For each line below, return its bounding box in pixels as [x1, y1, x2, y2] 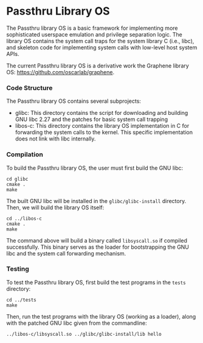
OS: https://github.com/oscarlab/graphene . [6, 68, 114, 75]
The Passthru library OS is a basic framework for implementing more [6, 24, 178, 32]
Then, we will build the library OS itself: [6, 204, 105, 211]
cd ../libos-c [6, 215, 43, 221]
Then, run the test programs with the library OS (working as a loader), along [6, 313, 196, 320]
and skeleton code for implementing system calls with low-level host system [6, 44, 198, 51]
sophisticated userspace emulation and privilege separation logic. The [6, 30, 182, 38]
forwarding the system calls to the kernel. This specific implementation [15, 129, 193, 136]
